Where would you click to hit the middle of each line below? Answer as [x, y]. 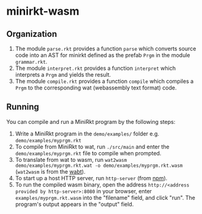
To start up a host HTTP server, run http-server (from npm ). [91, 178]
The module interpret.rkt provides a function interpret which [95, 68]
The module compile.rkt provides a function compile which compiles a [104, 81]
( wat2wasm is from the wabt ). [50, 171]
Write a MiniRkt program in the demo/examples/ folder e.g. [87, 134]
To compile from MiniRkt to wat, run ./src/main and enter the [92, 147]
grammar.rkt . [31, 62]
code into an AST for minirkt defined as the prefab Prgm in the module [103, 55]
